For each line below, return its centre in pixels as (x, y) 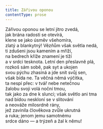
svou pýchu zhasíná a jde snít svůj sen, (46, 72)
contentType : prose (26, 15)
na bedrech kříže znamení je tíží (39, 56)
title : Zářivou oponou (29, 10)
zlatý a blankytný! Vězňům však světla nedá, (52, 45)
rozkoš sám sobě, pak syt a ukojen (41, 67)
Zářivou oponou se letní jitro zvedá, (42, 29)
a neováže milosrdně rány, (33, 105)
